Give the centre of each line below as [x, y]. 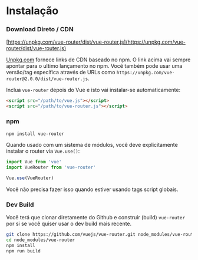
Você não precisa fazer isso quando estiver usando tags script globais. [92, 189]
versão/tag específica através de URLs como [61, 73]
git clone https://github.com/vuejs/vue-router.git [71, 235]
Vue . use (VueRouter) [30, 178]
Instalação [32, 11]
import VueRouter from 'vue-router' [51, 167]
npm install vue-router [35, 134]
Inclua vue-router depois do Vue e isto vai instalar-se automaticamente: [93, 90]
